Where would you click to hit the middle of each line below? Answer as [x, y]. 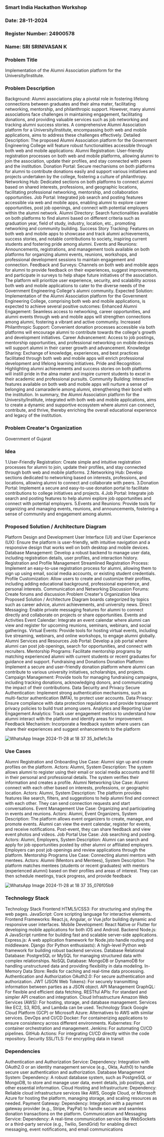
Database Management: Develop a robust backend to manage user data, [78, 553]
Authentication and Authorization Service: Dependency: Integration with [77, 1062]
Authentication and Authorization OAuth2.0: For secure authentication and [80, 976]
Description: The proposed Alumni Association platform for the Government [81, 140]
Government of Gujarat [28, 439]
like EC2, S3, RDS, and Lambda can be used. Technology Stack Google [76, 1007]
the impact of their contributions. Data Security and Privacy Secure [72, 688]
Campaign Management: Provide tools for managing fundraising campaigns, [82, 677]
